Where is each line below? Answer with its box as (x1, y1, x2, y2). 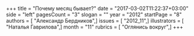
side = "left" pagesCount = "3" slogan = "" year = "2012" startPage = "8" (6, 11, 182, 18)
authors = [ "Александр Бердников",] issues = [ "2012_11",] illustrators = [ (6, 17, 184, 24)
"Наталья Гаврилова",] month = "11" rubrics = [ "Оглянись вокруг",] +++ (6, 23, 183, 30)
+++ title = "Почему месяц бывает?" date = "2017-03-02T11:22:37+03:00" (6, 5, 189, 12)
